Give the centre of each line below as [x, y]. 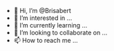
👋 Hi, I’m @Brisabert [42, 11]
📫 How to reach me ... [46, 40]
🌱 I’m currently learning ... [50, 25]
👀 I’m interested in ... [43, 18]
